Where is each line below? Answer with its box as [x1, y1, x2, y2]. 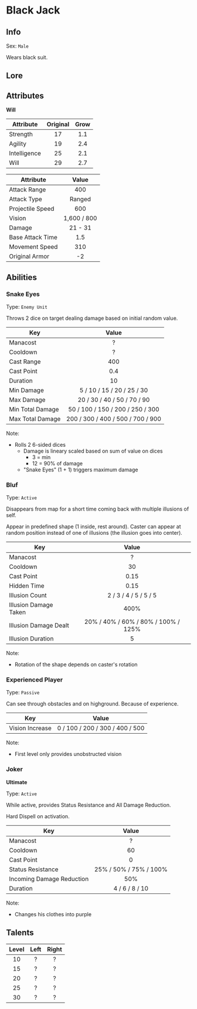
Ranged [69, 195, 91, 203]
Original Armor [9, 252, 50, 261]
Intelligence [9, 149, 41, 157]
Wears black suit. [6, 54, 48, 60]
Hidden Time [9, 582, 45, 590]
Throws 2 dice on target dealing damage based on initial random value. [6, 315, 178, 322]
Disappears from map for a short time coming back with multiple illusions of [6, 505, 189, 512]
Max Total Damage [9, 414, 61, 423]
